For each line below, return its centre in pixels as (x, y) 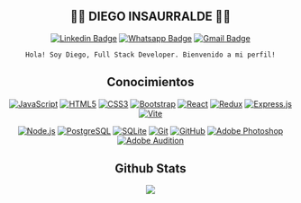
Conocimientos (150, 82)
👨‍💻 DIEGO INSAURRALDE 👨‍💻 (150, 17)
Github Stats (150, 168)
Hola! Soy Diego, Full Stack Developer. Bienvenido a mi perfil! (150, 55)
